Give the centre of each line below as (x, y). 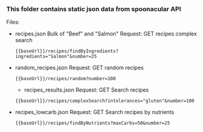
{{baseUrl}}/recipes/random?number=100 (65, 79)
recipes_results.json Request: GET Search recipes (86, 90)
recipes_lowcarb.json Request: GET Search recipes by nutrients (95, 112)
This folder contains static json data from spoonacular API (94, 9)
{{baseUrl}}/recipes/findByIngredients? (67, 51)
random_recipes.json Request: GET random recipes (79, 68)
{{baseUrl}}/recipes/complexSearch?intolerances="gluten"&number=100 (105, 101)
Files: (13, 22)
